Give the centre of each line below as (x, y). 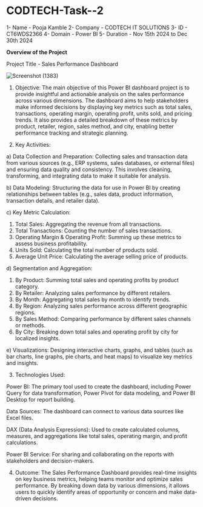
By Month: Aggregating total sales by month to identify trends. (93, 299)
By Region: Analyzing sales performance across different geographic (101, 306)
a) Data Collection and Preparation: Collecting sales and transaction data (97, 156)
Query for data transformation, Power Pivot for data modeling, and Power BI (101, 393)
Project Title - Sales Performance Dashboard (62, 64)
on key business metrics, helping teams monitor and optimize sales (99, 479)
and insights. (22, 363)
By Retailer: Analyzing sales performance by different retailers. (93, 293)
